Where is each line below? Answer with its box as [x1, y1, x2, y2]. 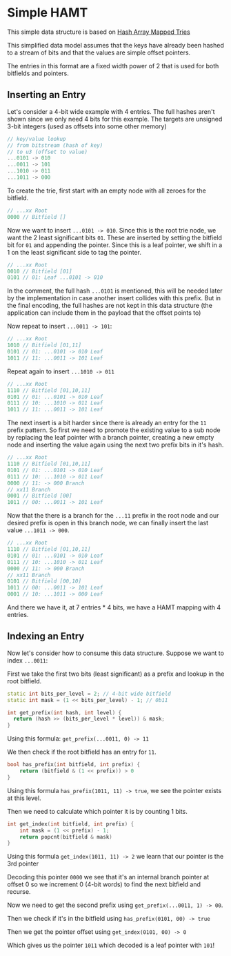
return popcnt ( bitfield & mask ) [19, 833, 112, 840]
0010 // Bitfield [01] [7, 268, 72, 275]
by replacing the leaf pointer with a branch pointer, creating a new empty [7, 433, 214, 442]
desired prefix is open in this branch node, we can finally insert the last [7, 519, 209, 527]
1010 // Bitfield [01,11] [7, 342, 81, 349]
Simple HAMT [7, 5, 88, 21]
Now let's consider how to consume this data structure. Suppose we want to [7, 649, 224, 657]
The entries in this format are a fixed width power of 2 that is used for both [7, 61, 219, 70]
